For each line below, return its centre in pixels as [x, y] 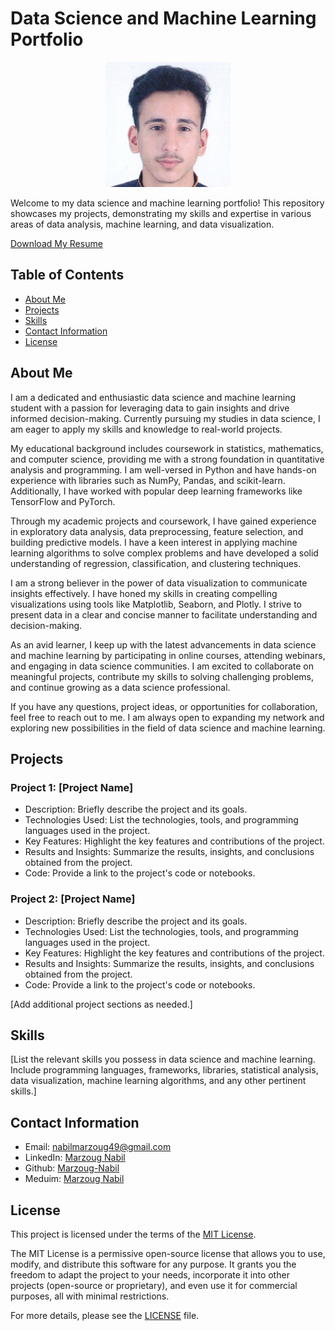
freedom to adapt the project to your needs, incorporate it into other [150, 1274]
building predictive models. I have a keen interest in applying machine [154, 542]
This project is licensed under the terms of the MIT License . [133, 1234]
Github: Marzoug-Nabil [72, 1168]
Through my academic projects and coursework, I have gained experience [163, 521]
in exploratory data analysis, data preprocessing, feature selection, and [157, 531]
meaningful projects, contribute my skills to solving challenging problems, [162, 676]
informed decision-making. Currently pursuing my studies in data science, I [165, 418]
